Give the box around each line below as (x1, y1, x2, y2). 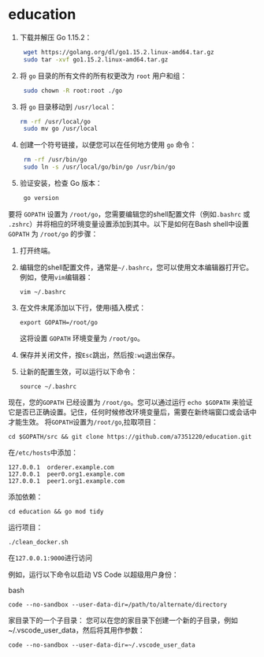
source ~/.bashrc (19, 382, 77, 391)
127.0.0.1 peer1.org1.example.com (8, 477, 125, 485)
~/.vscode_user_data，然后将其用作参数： (8, 625, 145, 635)
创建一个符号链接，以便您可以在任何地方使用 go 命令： (19, 140, 197, 150)
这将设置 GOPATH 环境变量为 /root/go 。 (19, 333, 144, 343)
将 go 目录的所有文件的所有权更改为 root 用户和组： (19, 71, 188, 80)
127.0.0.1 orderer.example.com (8, 463, 114, 471)
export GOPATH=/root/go (19, 318, 99, 326)
